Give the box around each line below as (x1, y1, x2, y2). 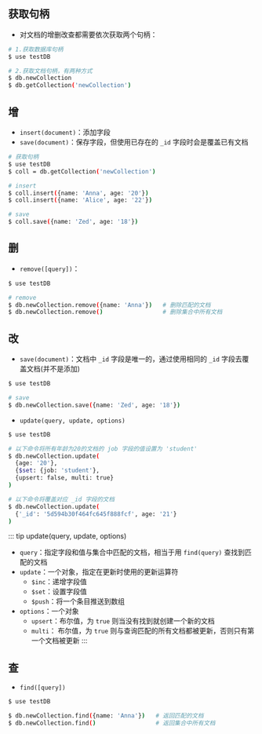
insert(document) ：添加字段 (19, 128, 111, 137)
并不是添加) (42, 364, 81, 374)
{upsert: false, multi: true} (15, 474, 114, 482)
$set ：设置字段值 (31, 587, 88, 597)
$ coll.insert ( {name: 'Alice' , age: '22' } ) (8, 196, 153, 204)
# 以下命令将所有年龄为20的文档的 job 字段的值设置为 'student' (8, 444, 198, 453)
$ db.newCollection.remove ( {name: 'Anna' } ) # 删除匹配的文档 (8, 301, 211, 309)
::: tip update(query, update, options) (8, 531, 127, 541)
